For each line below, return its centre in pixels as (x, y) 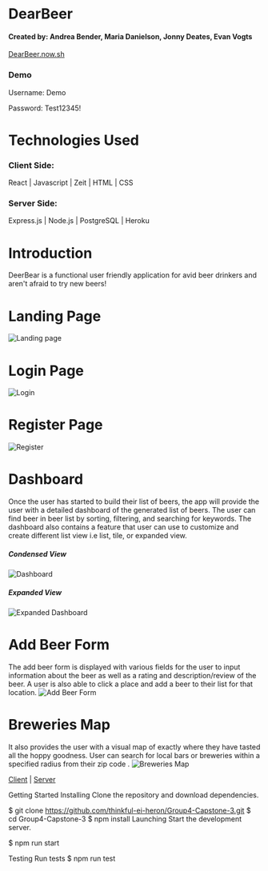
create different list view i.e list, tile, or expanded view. (98, 536)
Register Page (56, 425)
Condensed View (37, 553)
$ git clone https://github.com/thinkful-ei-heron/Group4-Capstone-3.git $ (130, 810)
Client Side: (31, 165)
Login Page (46, 371)
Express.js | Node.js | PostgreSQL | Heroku (79, 221)
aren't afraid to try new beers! (57, 284)
